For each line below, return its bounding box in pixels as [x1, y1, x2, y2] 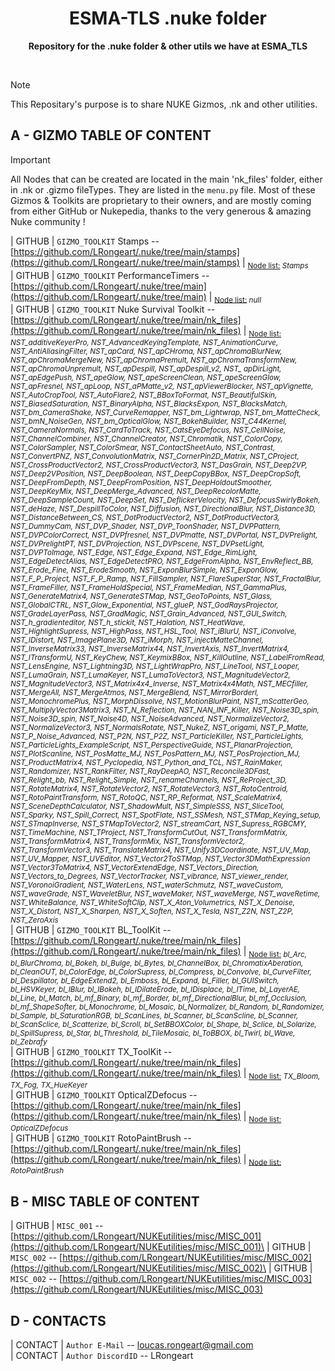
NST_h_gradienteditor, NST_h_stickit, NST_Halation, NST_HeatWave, [10, 618, 246, 628]
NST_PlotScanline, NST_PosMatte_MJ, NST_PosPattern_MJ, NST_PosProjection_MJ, [10, 749, 301, 759]
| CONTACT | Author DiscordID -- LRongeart [10, 1349, 194, 1361]
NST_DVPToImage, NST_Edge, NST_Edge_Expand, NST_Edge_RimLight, [10, 548, 258, 558]
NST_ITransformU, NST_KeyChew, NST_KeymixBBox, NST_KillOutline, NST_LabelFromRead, [10, 653, 326, 663]
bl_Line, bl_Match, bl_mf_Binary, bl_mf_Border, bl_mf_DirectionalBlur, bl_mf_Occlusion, [10, 993, 308, 1003]
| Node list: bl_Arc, [243, 945, 307, 959]
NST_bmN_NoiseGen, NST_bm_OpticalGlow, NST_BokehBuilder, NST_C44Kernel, [10, 417, 288, 427]
